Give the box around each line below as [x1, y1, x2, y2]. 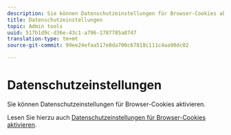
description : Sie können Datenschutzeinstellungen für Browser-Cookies [7, 10, 217, 17]
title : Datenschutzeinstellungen [7, 16, 103, 23]
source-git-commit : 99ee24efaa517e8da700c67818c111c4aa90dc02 [7, 42, 189, 49]
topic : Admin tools [7, 23, 63, 29]
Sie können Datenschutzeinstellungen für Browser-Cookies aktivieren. [7, 100, 206, 108]
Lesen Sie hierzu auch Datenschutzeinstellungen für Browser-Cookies [7, 113, 206, 121]
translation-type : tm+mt [7, 36, 78, 42]
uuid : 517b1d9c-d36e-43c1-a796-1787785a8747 [7, 29, 137, 36]
